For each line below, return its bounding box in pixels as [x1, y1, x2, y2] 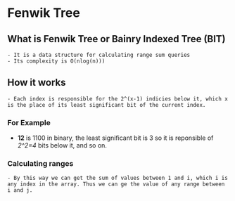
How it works [7, 77, 66, 89]
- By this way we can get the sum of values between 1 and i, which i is [7, 174, 229, 182]
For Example [7, 117, 51, 127]
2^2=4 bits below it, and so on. [17, 141, 108, 150]
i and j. [7, 187, 33, 194]
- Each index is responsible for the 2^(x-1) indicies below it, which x [7, 95, 229, 103]
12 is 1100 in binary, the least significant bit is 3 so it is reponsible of [17, 134, 214, 142]
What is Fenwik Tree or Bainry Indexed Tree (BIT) [7, 33, 227, 45]
